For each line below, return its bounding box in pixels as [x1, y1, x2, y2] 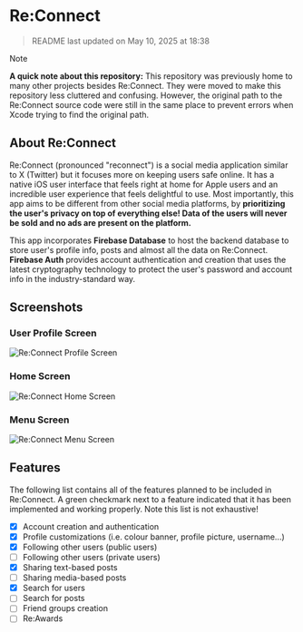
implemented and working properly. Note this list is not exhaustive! [9, 503, 259, 514]
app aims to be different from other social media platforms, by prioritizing [9, 198, 286, 209]
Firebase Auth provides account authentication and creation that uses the [9, 254, 287, 265]
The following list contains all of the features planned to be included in [9, 484, 272, 495]
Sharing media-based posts [22, 572, 127, 583]
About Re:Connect [9, 135, 116, 151]
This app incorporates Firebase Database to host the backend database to [9, 235, 289, 246]
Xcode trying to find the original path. [9, 109, 150, 120]
